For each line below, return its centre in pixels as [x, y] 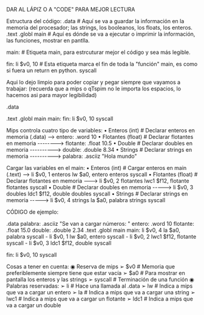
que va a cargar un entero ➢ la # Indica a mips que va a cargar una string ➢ [101, 292]
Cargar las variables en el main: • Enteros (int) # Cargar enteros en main [97, 168]
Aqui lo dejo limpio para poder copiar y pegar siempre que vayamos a [93, 82]
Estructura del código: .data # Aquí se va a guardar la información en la [95, 21]
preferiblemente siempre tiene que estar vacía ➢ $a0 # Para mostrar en [96, 273]
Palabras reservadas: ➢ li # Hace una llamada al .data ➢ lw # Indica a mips [100, 286]
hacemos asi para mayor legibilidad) [52, 95]
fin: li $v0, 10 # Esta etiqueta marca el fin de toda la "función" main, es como [102, 64]
